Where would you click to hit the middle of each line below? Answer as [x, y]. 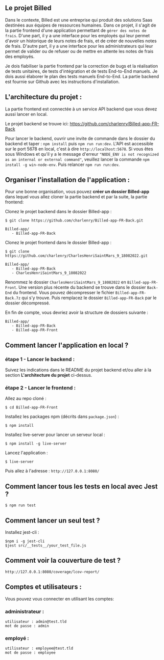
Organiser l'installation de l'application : [68, 180]
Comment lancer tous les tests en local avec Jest [82, 486]
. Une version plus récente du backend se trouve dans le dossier [81, 287]
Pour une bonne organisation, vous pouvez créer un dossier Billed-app [77, 192]
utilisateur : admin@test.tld [36, 621]
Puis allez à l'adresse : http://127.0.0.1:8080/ [52, 471]
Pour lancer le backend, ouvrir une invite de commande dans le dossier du [80, 138]
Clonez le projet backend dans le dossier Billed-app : [58, 212]
